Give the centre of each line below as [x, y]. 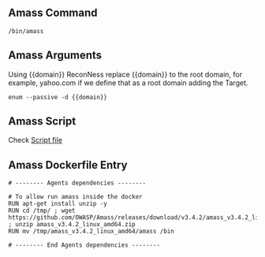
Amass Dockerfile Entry [68, 165]
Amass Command [53, 13]
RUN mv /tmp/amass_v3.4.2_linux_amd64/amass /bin [91, 232]
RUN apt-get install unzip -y [58, 204]
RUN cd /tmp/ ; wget [42, 211]
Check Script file [35, 140]
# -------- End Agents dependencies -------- [84, 245]
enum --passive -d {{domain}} [58, 97]
